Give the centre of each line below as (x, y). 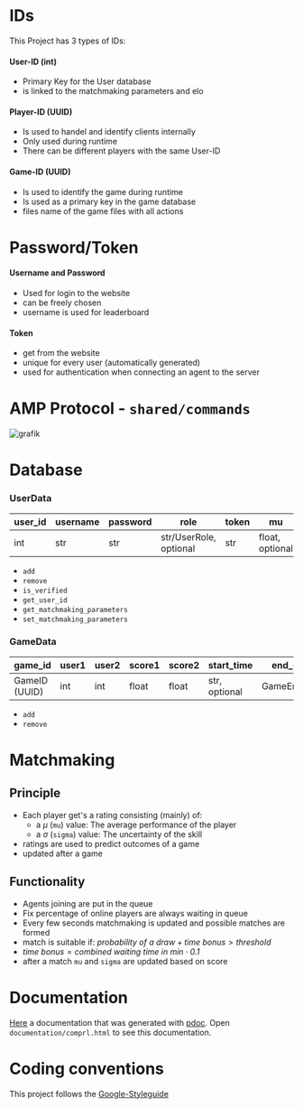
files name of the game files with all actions (103, 211)
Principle (35, 793)
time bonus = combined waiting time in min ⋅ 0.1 (111, 951)
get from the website (61, 353)
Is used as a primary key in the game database (109, 201)
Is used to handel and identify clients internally (109, 132)
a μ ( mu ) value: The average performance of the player (136, 824)
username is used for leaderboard (86, 312)
